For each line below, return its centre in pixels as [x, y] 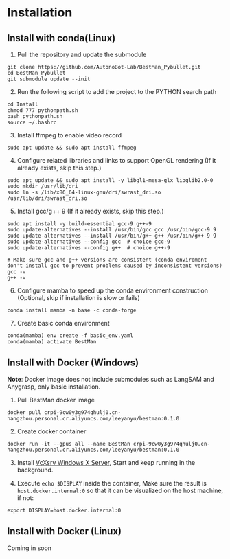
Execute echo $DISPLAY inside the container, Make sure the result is [112, 483]
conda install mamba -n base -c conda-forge [72, 310]
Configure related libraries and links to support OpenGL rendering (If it [116, 160]
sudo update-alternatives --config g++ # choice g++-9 [89, 248]
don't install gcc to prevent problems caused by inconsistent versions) [115, 266]
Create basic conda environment [63, 323]
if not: [25, 498]
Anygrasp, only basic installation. [54, 387]
